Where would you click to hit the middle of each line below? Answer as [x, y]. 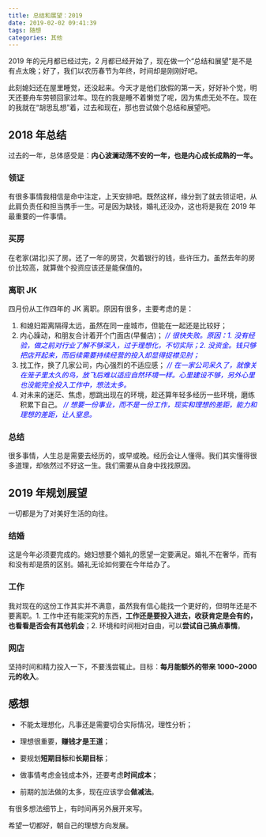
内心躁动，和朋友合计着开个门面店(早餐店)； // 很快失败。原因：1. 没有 [134, 335]
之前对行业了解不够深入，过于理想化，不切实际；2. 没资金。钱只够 [148, 345]
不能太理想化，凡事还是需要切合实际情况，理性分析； [106, 724]
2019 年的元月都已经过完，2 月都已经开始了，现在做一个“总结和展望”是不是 [130, 61]
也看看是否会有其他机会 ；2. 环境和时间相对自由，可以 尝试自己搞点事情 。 [126, 625]
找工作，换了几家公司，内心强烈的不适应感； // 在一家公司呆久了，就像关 [138, 365]
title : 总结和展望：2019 [45, 15]
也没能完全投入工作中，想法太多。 [75, 384]
